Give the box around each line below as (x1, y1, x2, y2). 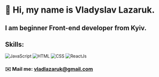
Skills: (5, 40, 24, 48)
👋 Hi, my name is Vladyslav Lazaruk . (5, 4, 155, 16)
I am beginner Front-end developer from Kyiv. (5, 24, 147, 32)
